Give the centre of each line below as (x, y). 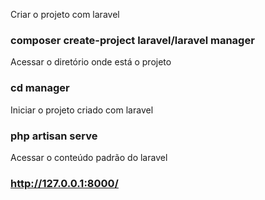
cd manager (40, 88)
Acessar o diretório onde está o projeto (91, 62)
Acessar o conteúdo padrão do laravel (89, 157)
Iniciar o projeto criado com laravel (82, 110)
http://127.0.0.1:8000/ (64, 183)
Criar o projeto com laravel (65, 14)
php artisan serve (54, 136)
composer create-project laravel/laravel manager (132, 40)
